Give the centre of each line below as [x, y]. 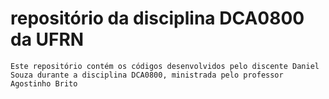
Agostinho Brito [44, 83]
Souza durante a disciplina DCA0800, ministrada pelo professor [147, 75]
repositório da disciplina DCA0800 [157, 18]
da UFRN [47, 39]
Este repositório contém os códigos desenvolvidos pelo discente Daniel [165, 66]
